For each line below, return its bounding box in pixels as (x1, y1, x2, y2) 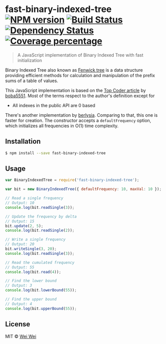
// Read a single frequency (5, 196, 64, 201)
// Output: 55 (5, 264, 35, 270)
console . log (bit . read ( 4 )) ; (5, 269, 61, 274)
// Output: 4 (5, 301, 32, 306)
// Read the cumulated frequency (5, 260, 75, 265)
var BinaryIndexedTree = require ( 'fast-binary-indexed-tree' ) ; (5, 178, 140, 183)
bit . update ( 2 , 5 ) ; (5, 223, 43, 228)
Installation (5, 137, 41, 146)
